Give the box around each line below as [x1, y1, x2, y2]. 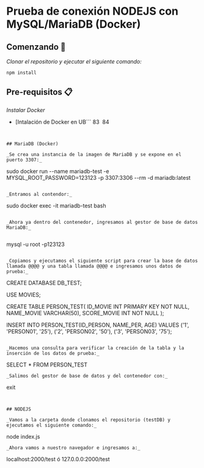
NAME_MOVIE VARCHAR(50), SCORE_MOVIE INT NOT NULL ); [6, 309, 164, 316]
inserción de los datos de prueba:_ [6, 350, 100, 356]
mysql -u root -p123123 [6, 240, 65, 248]
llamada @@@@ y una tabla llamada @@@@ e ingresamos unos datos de [6, 263, 182, 269]
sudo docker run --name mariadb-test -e [6, 167, 109, 175]
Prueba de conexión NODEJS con [6, 4, 179, 18]
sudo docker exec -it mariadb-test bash [6, 202, 107, 209]
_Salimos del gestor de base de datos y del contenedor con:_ [6, 373, 168, 379]
